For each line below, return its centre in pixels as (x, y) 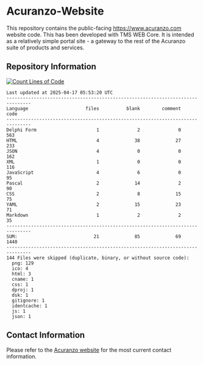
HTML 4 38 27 (94, 140)
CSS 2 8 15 (94, 194)
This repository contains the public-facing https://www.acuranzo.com (94, 28)
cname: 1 (23, 279)
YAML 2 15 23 (94, 204)
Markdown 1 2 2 (94, 215)
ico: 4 (20, 268)
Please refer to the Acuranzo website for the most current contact (89, 350)
